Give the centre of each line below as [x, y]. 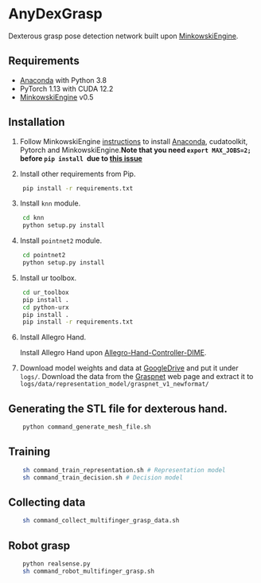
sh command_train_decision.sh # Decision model [103, 477]
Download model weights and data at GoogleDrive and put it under [129, 368]
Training [29, 452]
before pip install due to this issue [81, 158]
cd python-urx [46, 307]
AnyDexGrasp [55, 14]
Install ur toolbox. [48, 278]
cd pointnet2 [44, 256]
